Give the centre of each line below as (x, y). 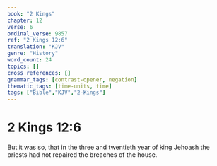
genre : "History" (33, 54)
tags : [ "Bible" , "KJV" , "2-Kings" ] (57, 93)
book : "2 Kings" (31, 14)
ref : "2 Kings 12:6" (38, 40)
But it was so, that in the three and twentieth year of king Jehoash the (109, 147)
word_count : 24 (30, 60)
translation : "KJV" (36, 47)
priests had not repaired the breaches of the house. (82, 155)
